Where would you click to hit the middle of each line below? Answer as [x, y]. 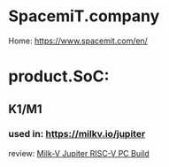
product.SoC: [59, 76]
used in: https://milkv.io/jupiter [77, 134]
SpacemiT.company [84, 16]
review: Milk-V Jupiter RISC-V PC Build [79, 153]
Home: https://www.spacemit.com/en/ [78, 41]
